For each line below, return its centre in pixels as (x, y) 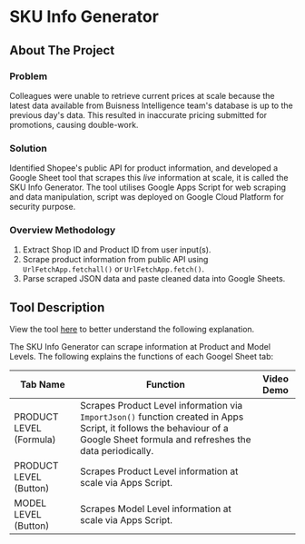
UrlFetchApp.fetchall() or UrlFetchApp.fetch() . (113, 269)
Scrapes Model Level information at (156, 509)
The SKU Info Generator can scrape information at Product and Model (140, 347)
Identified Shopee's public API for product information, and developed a (144, 168)
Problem (29, 76)
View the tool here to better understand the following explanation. (132, 330)
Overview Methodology (63, 231)
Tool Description (57, 307)
